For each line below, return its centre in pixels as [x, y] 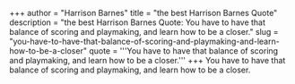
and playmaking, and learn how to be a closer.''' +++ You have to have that [147, 60]
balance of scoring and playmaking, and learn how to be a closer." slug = [144, 32]
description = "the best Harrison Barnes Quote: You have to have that [138, 22]
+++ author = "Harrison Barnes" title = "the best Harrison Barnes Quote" [143, 13]
